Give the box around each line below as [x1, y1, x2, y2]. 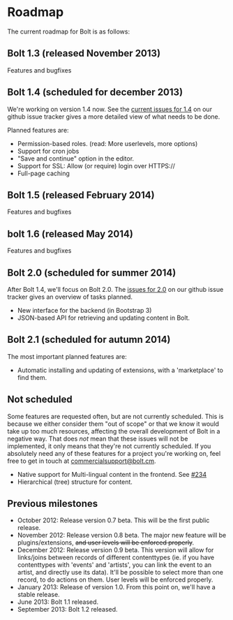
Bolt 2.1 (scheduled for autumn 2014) [7, 334, 171, 346]
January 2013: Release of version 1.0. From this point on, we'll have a [17, 583, 216, 591]
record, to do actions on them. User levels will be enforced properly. [17, 575, 213, 584]
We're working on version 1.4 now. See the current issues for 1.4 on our [7, 105, 213, 113]
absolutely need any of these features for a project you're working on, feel [7, 449, 221, 457]
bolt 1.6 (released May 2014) [7, 228, 134, 239]
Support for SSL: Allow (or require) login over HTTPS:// [17, 161, 176, 170]
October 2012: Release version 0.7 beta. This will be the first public [17, 516, 210, 524]
